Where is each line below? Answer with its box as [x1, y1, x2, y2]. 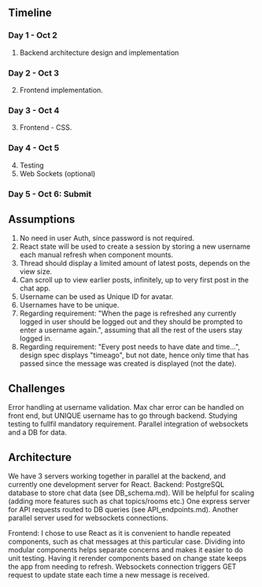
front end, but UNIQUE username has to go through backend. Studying [8, 411, 238, 420]
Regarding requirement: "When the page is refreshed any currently [19, 308, 237, 318]
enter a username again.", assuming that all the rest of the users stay [19, 326, 242, 335]
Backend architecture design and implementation [19, 47, 179, 57]
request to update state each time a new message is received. [8, 570, 210, 579]
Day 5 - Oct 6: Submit [8, 188, 92, 199]
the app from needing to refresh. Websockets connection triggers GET [8, 562, 237, 571]
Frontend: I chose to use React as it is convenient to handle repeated [8, 528, 231, 537]
